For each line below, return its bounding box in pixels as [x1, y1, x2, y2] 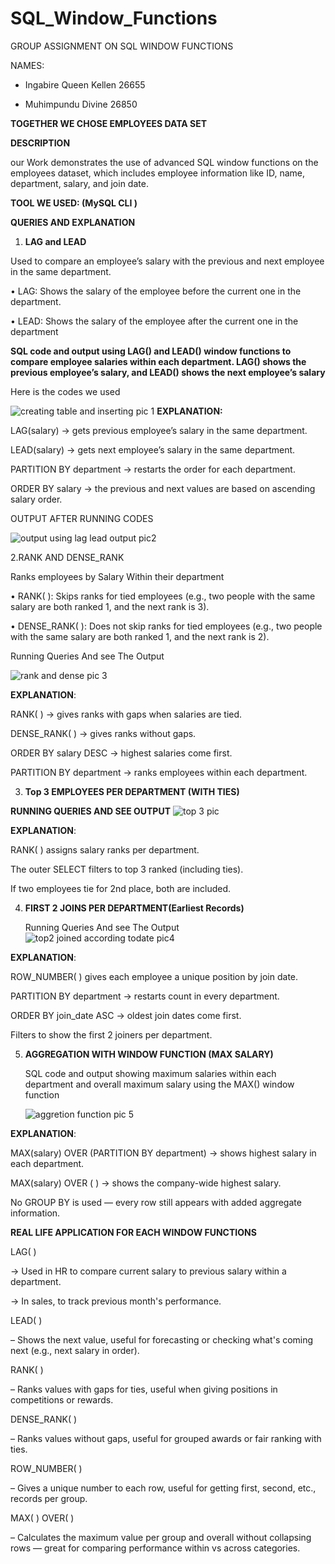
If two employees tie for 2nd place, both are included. [10, 882, 232, 894]
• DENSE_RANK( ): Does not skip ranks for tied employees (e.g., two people [10, 620, 323, 632]
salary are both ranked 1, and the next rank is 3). [10, 600, 210, 612]
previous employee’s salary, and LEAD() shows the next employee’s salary [10, 366, 326, 378]
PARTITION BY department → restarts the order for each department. [10, 463, 296, 475]
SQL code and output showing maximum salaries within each [24, 1067, 277, 1079]
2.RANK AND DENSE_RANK [10, 551, 125, 563]
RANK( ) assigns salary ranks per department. [10, 843, 200, 856]
